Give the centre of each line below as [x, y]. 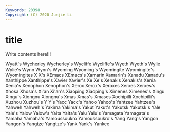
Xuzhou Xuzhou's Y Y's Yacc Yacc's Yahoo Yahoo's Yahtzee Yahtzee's [80, 102]
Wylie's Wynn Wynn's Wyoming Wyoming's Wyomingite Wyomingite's [80, 70]
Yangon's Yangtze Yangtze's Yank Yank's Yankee [58, 124]
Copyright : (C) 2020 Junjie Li [39, 15]
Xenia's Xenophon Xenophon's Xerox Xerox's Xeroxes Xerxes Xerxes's [80, 86]
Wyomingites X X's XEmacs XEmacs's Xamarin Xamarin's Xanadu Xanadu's [85, 75]
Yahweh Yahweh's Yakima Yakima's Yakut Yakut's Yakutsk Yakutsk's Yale [83, 107]
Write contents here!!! [28, 54]
